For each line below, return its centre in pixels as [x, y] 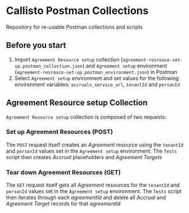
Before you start [36, 45]
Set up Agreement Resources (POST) [60, 132]
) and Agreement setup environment [125, 66]
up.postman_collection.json [48, 66]
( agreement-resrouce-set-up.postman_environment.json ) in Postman [96, 72]
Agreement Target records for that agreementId [63, 204]
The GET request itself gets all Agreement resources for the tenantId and [93, 185]
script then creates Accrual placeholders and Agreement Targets [84, 157]
